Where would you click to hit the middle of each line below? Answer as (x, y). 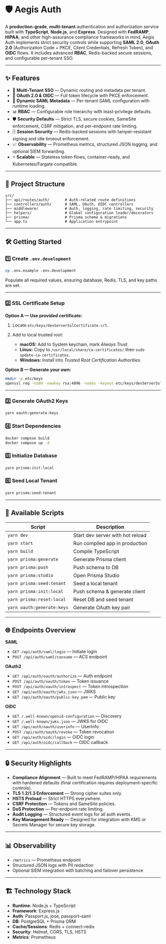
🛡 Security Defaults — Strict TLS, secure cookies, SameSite (74, 119)
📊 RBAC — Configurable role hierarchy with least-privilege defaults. (82, 111)
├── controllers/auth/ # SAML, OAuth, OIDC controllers (69, 204)
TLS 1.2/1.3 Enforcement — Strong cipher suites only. (67, 793)
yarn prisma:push (28, 567)
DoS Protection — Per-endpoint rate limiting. (58, 809)
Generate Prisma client (100, 559)
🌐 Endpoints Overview (41, 630)
